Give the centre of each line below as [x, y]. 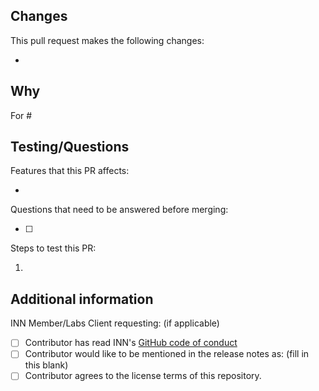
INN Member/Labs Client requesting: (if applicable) [115, 323]
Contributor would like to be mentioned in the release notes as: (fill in [167, 354]
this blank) [46, 365]
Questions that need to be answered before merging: [119, 210]
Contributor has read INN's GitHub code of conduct [131, 343]
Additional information [82, 299]
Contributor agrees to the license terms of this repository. [143, 376]
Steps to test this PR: [53, 248]
